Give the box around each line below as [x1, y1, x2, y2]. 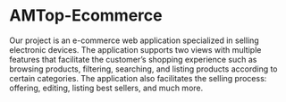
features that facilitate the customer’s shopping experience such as [9, 54, 257, 64]
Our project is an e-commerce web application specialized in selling [9, 35, 259, 46]
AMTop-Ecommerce [9, 5, 163, 26]
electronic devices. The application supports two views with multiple [9, 44, 262, 55]
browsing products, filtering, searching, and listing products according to [9, 64, 279, 74]
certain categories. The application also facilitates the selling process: [9, 72, 267, 83]
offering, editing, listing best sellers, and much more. [9, 82, 204, 93]
